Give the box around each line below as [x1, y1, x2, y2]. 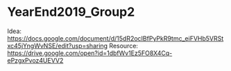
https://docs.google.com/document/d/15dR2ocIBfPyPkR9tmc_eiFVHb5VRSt [7, 34, 224, 42]
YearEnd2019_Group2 [7, 4, 135, 20]
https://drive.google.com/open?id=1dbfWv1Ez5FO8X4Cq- [7, 49, 173, 57]
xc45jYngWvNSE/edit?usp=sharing [7, 41, 108, 50]
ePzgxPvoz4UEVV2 [7, 56, 64, 64]
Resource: [109, 41, 139, 50]
